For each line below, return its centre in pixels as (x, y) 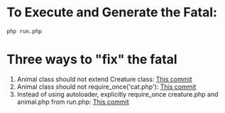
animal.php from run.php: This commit (73, 102)
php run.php (24, 31)
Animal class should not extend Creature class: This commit (104, 79)
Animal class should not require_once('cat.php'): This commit (106, 87)
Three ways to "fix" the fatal (92, 59)
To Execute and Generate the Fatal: (112, 12)
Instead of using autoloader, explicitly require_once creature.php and (117, 94)
